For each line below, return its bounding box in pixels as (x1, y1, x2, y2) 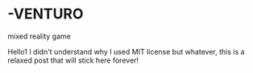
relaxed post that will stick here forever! (7, 55, 139, 65)
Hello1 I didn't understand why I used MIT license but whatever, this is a (7, 47, 245, 56)
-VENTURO (7, 5, 84, 23)
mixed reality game (7, 31, 72, 41)
